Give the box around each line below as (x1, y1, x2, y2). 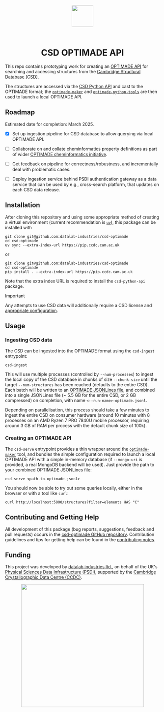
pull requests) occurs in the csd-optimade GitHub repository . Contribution (5, 531, 155, 537)
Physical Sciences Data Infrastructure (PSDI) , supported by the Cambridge (5, 569, 156, 575)
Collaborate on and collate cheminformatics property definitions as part (12, 146, 157, 152)
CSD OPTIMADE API (41, 47, 124, 59)
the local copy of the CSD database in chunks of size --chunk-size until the (5, 376, 158, 382)
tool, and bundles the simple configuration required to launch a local (17, 451, 156, 457)
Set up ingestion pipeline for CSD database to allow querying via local (12, 130, 154, 136)
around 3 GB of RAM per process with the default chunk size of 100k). (5, 422, 147, 429)
